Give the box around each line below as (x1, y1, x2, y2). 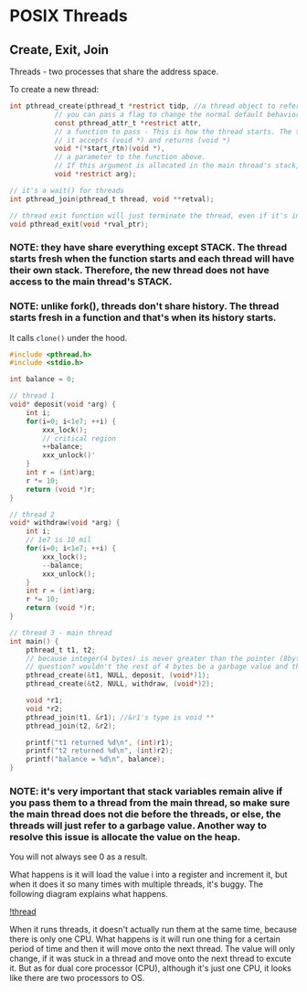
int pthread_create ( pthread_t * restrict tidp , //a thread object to (9, 101, 276, 111)
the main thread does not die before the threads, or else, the (9, 808, 281, 821)
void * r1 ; (26, 696, 64, 705)
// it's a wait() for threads (9, 186, 125, 195)
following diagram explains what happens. (9, 889, 169, 900)
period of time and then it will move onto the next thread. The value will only (9, 944, 295, 955)
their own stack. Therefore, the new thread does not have (9, 264, 270, 277)
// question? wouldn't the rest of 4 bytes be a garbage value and (26, 662, 288, 672)
